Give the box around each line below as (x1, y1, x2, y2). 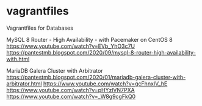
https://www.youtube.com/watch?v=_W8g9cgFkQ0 (6, 93, 136, 100)
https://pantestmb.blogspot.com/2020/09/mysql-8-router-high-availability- (6, 48, 197, 56)
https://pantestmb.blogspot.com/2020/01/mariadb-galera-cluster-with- (6, 73, 186, 81)
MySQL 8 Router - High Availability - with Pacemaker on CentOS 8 (6, 36, 173, 43)
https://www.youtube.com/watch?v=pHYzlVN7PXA (6, 86, 135, 93)
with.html (6, 55, 30, 62)
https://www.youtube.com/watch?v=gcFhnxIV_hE (43, 80, 168, 87)
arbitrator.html (6, 80, 42, 87)
